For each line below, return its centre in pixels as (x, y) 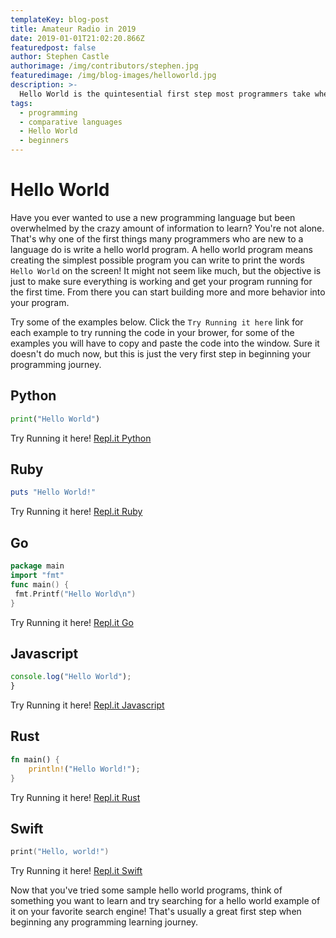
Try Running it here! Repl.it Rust (75, 797)
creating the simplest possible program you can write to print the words (157, 260)
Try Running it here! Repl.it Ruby (76, 512)
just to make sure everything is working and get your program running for (161, 281)
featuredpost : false (53, 47)
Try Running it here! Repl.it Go (72, 622)
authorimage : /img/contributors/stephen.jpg (104, 66)
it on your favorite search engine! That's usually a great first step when (156, 912)
